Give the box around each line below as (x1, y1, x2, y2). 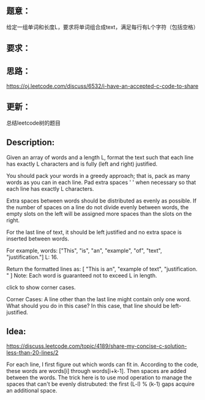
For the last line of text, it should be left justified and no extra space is (6, 228, 182, 236)
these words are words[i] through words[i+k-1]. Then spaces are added (6, 367, 187, 375)
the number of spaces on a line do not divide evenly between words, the (6, 203, 189, 210)
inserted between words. (6, 235, 69, 242)
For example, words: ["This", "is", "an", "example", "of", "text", (6, 247, 162, 254)
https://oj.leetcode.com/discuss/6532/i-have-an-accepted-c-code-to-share (6, 82, 199, 90)
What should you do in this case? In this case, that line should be (6, 302, 170, 309)
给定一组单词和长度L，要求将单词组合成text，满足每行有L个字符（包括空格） (6, 23, 199, 31)
